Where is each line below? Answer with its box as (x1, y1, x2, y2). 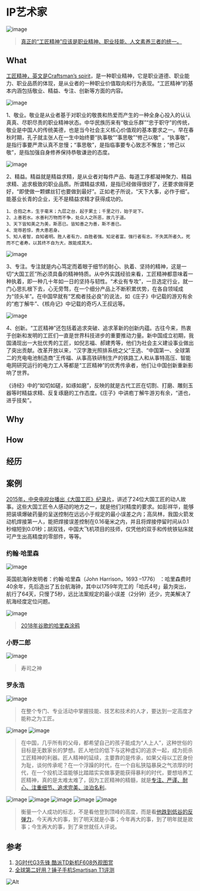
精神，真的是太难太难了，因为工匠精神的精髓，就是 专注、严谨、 (26, 776, 183, 784)
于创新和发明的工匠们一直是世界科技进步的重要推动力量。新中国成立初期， (6, 332, 189, 339)
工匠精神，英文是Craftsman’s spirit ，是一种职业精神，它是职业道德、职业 (6, 72, 185, 79)
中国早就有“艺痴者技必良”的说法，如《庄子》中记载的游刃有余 (42, 292, 193, 300)
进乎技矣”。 (6, 396, 35, 403)
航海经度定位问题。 (6, 598, 54, 605)
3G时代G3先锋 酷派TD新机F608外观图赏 (14, 859, 114, 866)
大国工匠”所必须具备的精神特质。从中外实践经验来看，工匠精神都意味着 (14, 270, 189, 278)
